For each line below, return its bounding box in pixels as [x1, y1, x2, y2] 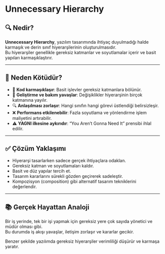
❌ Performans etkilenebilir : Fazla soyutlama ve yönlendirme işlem [12, 110, 147, 115]
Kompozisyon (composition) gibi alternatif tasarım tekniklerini [12, 178, 137, 184]
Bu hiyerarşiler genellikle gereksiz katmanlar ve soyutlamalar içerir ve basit [5, 50, 156, 55]
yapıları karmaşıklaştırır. [5, 55, 53, 60]
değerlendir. [12, 183, 37, 190]
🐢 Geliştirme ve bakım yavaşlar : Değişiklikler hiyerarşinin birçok [12, 92, 142, 98]
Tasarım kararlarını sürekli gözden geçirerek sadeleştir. [12, 173, 123, 179]
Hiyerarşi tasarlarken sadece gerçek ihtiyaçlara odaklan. [12, 157, 126, 163]
